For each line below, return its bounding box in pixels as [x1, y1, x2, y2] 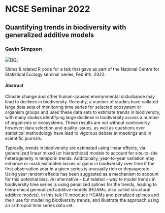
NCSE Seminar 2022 [5, 3, 90, 15]
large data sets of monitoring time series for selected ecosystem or [5, 104, 141, 110]
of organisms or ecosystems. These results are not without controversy [5, 120, 150, 126]
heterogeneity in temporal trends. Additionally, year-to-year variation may [5, 155, 155, 161]
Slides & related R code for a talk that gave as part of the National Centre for [5, 66, 160, 72]
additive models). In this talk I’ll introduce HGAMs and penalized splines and [5, 192, 159, 198]
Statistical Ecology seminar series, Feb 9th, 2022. [5, 71, 106, 77]
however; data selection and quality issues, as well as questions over [5, 125, 145, 131]
